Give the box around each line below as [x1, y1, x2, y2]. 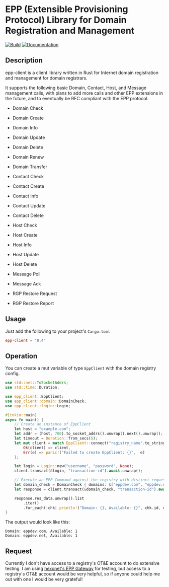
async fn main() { [5, 417, 44, 422]
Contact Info [12, 193, 39, 199]
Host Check [12, 222, 37, 228]
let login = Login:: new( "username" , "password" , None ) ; [14, 464, 134, 469]
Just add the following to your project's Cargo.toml [5, 328, 111, 334]
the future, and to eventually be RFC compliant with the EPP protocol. [5, 95, 149, 101]
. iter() [23, 500, 39, 505]
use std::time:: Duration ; [5, 385, 59, 390]
